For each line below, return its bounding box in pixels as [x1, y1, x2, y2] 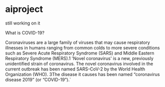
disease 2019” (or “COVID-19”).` [5, 76, 71, 82]
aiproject [5, 3, 43, 15]
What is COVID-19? [5, 29, 45, 35]
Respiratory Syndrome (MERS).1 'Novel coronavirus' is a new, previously [5, 55, 154, 61]
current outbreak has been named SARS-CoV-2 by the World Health [5, 66, 145, 72]
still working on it [5, 20, 40, 26]
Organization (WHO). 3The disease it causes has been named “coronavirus [5, 71, 160, 77]
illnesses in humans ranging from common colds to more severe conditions [5, 44, 160, 50]
